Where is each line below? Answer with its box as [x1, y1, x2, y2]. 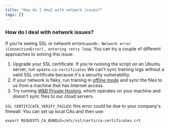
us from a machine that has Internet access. [12, 82, 104, 89]
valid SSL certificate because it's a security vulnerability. [12, 71, 131, 77]
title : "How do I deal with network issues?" [5, 7, 102, 13]
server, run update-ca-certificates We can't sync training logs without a [12, 66, 164, 72]
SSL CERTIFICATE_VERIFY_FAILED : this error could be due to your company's [5, 103, 161, 109]
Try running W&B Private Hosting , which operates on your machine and [12, 88, 161, 94]
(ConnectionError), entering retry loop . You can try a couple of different [5, 46, 161, 52]
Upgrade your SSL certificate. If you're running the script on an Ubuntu [12, 61, 160, 67]
